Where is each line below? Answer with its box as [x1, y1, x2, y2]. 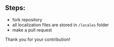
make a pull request [12, 27, 52, 33]
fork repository [12, 16, 43, 22]
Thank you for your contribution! [5, 36, 70, 42]
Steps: [5, 4, 25, 12]
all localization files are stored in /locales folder [12, 22, 109, 28]
